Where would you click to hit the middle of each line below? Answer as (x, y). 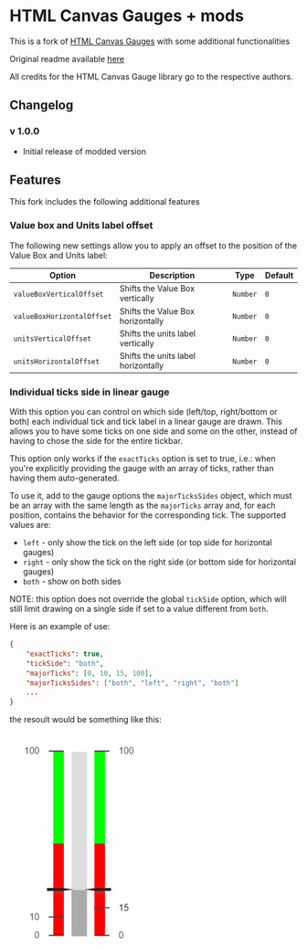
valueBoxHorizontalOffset (63, 317)
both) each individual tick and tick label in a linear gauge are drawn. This (146, 422)
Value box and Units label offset (81, 226)
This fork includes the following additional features (105, 202)
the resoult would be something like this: (85, 720)
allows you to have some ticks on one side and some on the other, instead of (153, 431)
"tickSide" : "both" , (65, 663)
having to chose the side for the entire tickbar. (96, 441)
